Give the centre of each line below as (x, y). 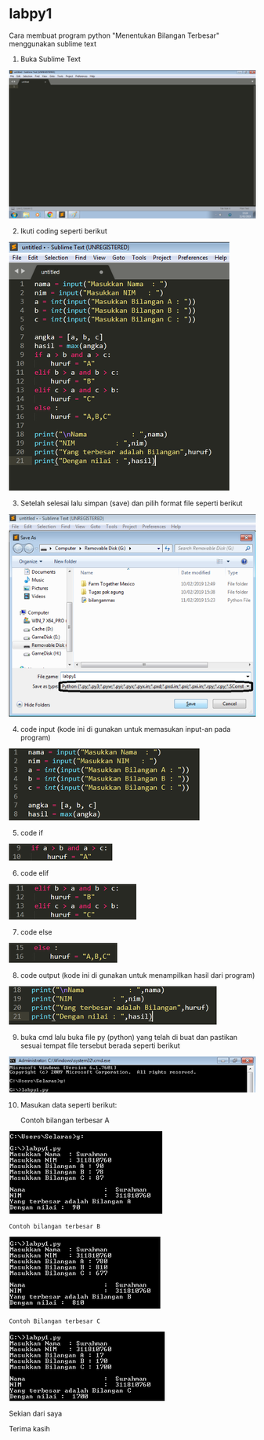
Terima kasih (29, 1429)
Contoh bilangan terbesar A (65, 1120)
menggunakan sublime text (53, 43)
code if (32, 832)
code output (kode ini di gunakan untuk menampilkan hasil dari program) (137, 975)
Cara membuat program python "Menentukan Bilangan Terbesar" (114, 35)
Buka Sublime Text (50, 59)
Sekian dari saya (36, 1414)
